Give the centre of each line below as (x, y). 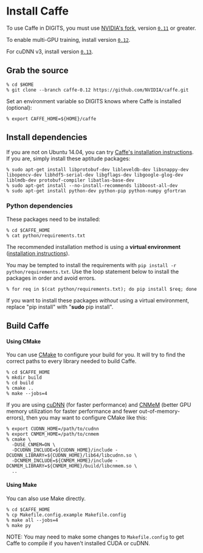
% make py (19, 525)
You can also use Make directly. (46, 498)
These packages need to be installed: (53, 219)
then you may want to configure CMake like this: (87, 418)
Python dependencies (40, 206)
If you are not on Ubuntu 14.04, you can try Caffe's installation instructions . (100, 152)
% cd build (20, 383)
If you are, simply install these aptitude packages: (68, 158)
